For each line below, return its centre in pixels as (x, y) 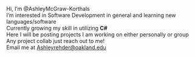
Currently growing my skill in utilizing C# (57, 28)
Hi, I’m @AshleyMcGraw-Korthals (48, 9)
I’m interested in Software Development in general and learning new (91, 15)
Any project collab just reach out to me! (56, 41)
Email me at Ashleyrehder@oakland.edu (56, 47)
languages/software (31, 22)
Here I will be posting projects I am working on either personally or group (98, 35)
